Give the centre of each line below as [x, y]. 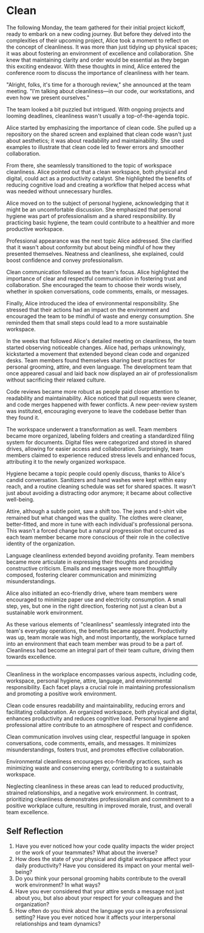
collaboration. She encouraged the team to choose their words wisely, [94, 285]
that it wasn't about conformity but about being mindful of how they [91, 247]
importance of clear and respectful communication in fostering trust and [97, 278]
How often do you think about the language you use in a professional [101, 910]
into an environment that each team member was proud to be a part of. [95, 644]
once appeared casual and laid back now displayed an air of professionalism [102, 373]
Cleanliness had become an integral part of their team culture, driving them [100, 650]
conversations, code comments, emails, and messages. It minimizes [91, 743]
